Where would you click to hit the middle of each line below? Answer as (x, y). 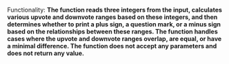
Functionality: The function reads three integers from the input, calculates (115, 10)
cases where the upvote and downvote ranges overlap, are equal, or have (114, 39)
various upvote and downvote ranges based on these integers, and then (112, 17)
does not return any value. (46, 53)
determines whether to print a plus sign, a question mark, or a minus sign (114, 24)
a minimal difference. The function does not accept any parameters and (112, 46)
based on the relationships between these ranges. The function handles (113, 31)
